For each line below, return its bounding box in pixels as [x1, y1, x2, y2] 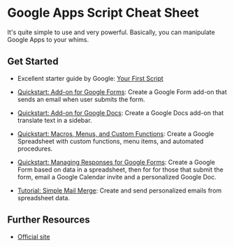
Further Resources [7, 214, 90, 226]
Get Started [7, 56, 59, 68]
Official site [17, 232, 50, 241]
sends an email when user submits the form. [17, 95, 145, 103]
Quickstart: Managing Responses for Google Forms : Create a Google [17, 158, 215, 166]
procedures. [17, 144, 53, 153]
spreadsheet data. [17, 193, 71, 202]
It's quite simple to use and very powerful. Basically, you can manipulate [7, 28, 215, 36]
